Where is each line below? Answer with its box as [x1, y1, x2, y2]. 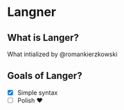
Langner [7, 4, 57, 20]
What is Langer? [7, 32, 80, 44]
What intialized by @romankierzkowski [7, 50, 118, 58]
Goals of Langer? [7, 70, 82, 82]
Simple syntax [17, 88, 58, 97]
